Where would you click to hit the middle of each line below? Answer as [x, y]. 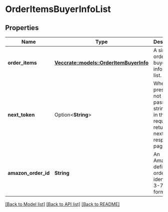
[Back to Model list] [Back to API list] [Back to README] [62, 204]
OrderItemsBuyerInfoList [58, 9]
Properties [22, 28]
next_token [21, 115]
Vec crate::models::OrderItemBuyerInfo [101, 63]
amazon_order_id [29, 173]
